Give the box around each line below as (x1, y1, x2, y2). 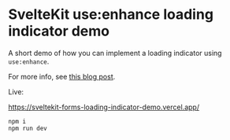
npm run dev (8, 124, 47, 132)
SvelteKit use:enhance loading (8, 6, 214, 24)
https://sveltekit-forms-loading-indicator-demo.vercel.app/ (8, 102, 199, 112)
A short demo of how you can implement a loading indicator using (8, 48, 222, 57)
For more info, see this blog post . (8, 72, 116, 81)
